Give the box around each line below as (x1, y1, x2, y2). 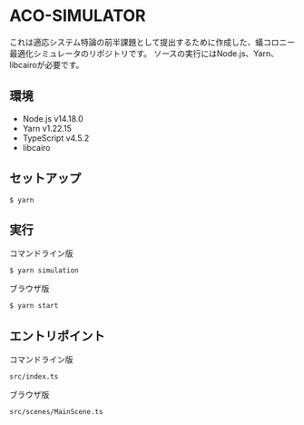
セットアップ (9, 171, 82, 186)
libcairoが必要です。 (9, 59, 84, 70)
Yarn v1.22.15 (22, 123, 73, 133)
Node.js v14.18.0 (22, 113, 83, 124)
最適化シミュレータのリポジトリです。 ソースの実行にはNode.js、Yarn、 (9, 47, 279, 59)
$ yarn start (9, 301, 59, 311)
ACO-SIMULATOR (9, 5, 146, 26)
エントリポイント (9, 328, 105, 343)
